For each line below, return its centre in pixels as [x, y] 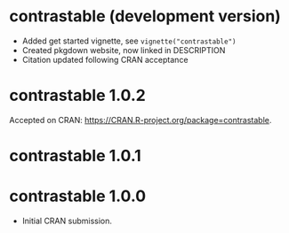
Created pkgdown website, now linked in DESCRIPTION [124, 50]
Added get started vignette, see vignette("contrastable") [129, 41]
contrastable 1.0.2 [78, 96]
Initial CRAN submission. [67, 221]
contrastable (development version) [145, 16]
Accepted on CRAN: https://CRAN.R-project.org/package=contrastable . [140, 120]
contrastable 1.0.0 [78, 196]
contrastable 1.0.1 [76, 156]
